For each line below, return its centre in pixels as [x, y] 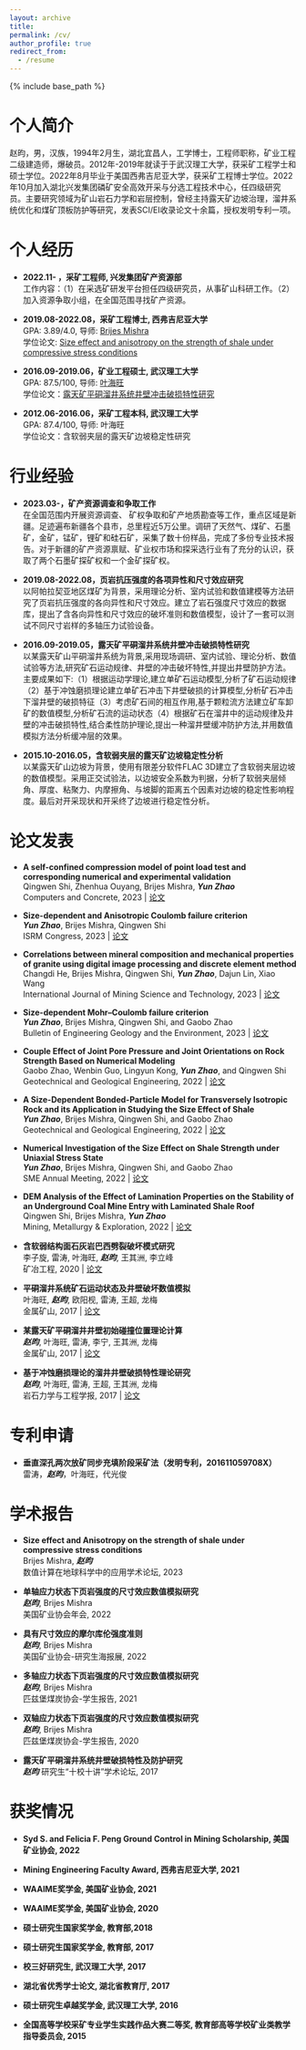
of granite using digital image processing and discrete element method [159, 964]
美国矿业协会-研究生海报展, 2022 [85, 1656]
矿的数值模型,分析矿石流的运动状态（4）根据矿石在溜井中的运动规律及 [154, 713]
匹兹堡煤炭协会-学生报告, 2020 [81, 1740]
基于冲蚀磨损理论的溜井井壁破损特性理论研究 [107, 1372]
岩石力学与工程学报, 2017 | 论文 [82, 1395]
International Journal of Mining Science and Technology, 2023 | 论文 [151, 994]
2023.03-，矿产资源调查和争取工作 [89, 503]
